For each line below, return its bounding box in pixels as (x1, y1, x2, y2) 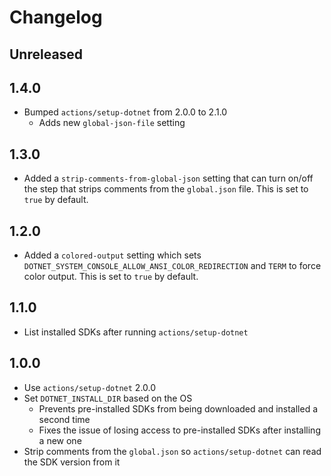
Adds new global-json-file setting (38, 117, 186, 129)
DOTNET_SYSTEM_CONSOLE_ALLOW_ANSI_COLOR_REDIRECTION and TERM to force (23, 260, 322, 272)
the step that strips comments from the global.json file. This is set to (23, 183, 309, 195)
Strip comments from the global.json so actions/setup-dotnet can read (23, 445, 322, 457)
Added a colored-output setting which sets (23, 249, 202, 261)
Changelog (9, 6, 103, 29)
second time (38, 413, 91, 425)
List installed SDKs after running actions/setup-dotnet (23, 326, 249, 338)
